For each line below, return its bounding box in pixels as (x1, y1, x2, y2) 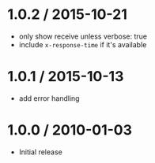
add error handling (18, 93, 80, 103)
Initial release (18, 147, 62, 157)
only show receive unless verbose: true (18, 31, 148, 41)
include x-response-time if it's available (18, 39, 147, 49)
